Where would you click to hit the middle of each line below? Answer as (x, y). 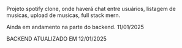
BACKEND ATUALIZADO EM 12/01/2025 (57, 39)
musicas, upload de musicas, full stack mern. (63, 15)
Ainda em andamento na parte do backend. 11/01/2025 (75, 27)
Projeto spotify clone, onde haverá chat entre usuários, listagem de (91, 9)
